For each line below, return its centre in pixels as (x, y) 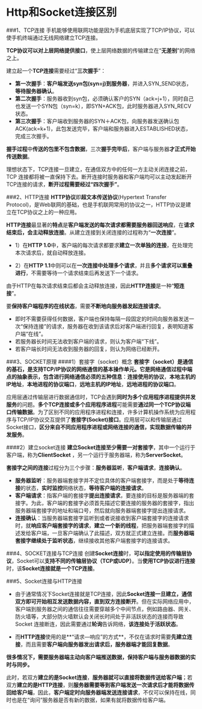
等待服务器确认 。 (36, 91)
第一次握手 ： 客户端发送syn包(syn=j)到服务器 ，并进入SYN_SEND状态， (103, 83)
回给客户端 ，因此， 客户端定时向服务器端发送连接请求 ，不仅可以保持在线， (98, 692)
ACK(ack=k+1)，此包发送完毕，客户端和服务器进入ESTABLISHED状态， (103, 128)
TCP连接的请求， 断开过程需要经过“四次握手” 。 (64, 184)
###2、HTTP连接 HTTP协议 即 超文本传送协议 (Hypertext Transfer (87, 197)
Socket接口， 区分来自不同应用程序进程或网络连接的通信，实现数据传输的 (96, 427)
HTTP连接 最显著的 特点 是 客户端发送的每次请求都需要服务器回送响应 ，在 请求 (100, 225)
